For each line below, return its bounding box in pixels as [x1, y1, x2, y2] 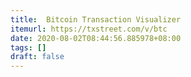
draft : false [10, 52, 65, 62]
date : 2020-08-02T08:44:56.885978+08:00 [10, 33, 182, 43]
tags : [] [10, 42, 47, 53]
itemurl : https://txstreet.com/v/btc [10, 24, 168, 34]
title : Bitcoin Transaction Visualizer [10, 14, 182, 25]
